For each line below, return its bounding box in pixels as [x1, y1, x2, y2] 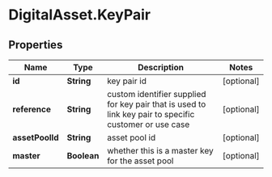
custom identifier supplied [106, 89, 206, 99]
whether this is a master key [106, 145, 214, 156]
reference [12, 103, 51, 115]
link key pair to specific [106, 109, 195, 120]
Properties [8, 38, 63, 52]
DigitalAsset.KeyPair [8, 6, 151, 24]
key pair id [106, 75, 147, 86]
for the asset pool [106, 155, 174, 166]
